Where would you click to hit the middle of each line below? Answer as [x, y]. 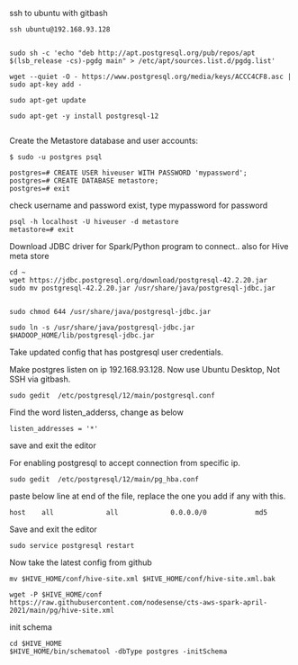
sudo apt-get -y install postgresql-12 [84, 116]
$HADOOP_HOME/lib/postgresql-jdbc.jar [82, 336]
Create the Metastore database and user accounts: [104, 140]
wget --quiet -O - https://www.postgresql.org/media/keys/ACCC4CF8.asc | [151, 76]
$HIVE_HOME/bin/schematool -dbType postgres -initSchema [118, 652]
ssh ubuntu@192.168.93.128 [60, 30]
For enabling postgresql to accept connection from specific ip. [125, 463]
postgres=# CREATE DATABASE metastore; [84, 181]
